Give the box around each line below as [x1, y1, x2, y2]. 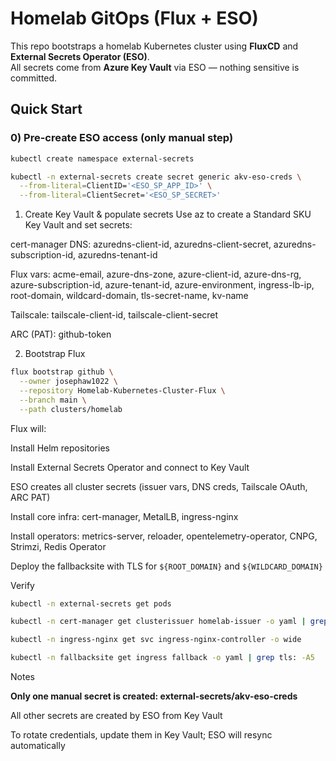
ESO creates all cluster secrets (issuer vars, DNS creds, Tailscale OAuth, [10, 480, 308, 492]
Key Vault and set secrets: [24, 219, 133, 231]
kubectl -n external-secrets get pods [10, 598, 172, 609]
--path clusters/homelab [19, 404, 123, 414]
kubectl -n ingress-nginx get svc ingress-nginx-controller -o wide [10, 635, 302, 645]
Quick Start [10, 101, 83, 118]
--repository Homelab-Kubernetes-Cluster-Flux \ [19, 385, 226, 396]
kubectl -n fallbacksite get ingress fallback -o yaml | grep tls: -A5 [10, 653, 315, 663]
